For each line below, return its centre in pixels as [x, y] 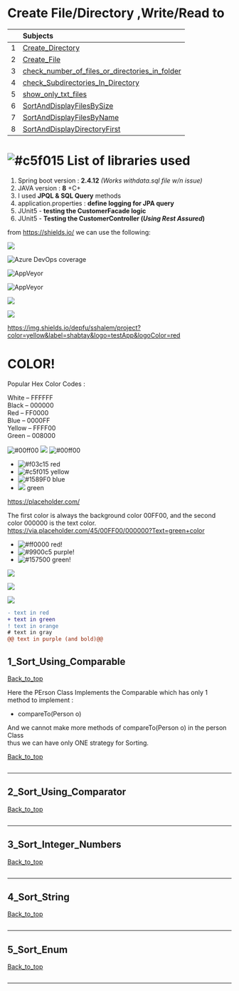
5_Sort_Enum [38, 949]
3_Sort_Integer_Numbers [64, 844]
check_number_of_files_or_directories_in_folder [102, 71]
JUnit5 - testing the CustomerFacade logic [82, 210]
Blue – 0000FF [29, 420]
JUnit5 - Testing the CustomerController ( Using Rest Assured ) [111, 218]
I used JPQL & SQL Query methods [69, 195]
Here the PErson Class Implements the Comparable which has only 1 [108, 692]
